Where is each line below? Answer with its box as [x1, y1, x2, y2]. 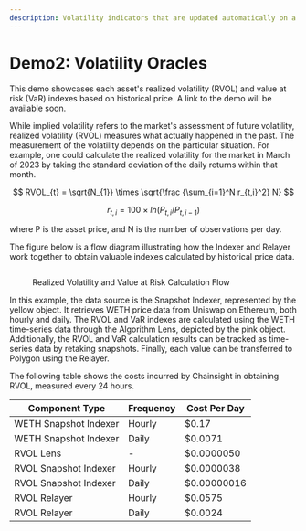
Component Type [27, 402, 106, 415]
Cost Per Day [185, 402, 245, 415]
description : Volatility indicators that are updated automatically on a [9, 13, 297, 23]
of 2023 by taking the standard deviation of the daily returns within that [9, 159, 279, 170]
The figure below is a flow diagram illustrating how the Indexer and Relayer [9, 241, 290, 252]
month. [9, 168, 37, 179]
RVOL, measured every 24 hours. [9, 380, 135, 391]
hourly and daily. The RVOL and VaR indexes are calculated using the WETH [9, 314, 295, 325]
